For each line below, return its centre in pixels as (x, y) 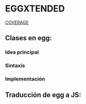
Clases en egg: (29, 38)
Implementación (25, 79)
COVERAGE (17, 22)
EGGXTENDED (35, 9)
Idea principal (22, 52)
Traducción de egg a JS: (43, 95)
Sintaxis (15, 66)
